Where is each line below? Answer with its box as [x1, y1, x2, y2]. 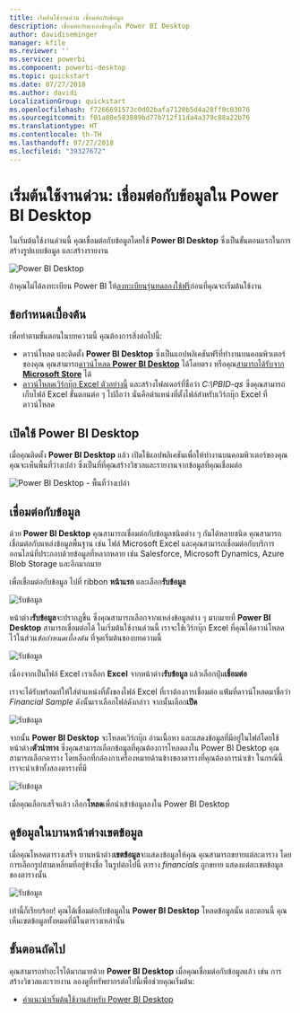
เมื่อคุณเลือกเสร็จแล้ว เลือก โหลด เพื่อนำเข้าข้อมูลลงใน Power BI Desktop [9, 798, 230, 809]
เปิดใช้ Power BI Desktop [9, 426, 140, 441]
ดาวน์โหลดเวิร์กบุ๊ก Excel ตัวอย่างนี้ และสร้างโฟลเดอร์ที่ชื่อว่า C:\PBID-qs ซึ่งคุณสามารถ [21, 379, 286, 390]
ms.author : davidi [9, 88, 78, 97]
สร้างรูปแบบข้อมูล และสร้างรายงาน [9, 244, 109, 256]
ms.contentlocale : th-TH [9, 130, 102, 139]
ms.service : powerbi [9, 55, 87, 64]
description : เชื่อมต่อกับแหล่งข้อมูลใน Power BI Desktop [9, 22, 191, 31]
